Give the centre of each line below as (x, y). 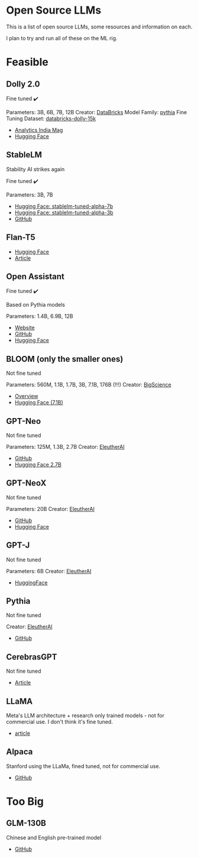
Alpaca (20, 752)
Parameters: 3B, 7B (30, 195)
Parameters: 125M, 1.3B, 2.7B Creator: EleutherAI (66, 447)
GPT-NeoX (26, 483)
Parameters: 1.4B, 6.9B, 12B (40, 316)
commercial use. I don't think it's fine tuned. (60, 722)
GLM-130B (26, 823)
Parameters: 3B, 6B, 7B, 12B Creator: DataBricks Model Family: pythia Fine (97, 112)
